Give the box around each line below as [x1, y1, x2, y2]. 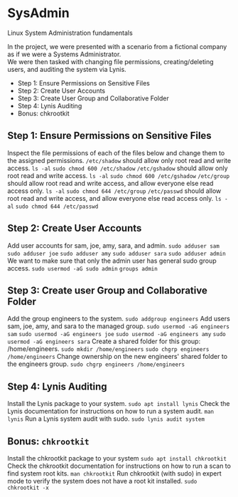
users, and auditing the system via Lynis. [7, 65, 126, 73]
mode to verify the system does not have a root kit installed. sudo [7, 477, 198, 485]
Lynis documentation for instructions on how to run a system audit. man [7, 407, 215, 416]
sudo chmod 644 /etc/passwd [15, 203, 99, 210]
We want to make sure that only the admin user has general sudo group [7, 256, 217, 265]
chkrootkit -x [7, 484, 50, 491]
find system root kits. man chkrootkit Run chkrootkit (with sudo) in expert [7, 469, 222, 478]
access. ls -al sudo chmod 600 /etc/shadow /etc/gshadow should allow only [7, 164, 229, 172]
